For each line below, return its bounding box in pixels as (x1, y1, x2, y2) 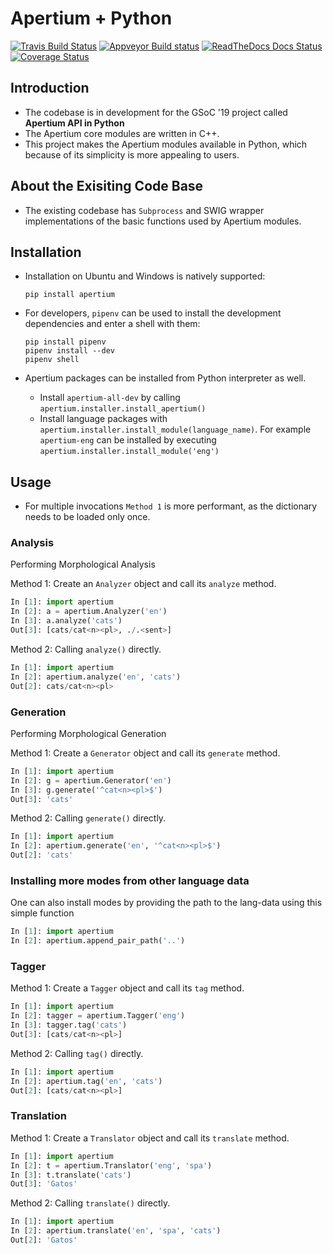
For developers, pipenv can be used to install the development (24, 307, 282, 319)
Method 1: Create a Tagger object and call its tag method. (10, 982, 245, 994)
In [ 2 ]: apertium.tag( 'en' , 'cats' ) (10, 1076, 163, 1086)
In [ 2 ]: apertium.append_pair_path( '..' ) (10, 936, 186, 946)
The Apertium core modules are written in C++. (24, 127, 220, 139)
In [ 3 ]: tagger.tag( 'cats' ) (10, 1020, 128, 1031)
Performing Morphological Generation (10, 727, 167, 739)
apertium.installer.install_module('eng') (39, 447, 220, 457)
